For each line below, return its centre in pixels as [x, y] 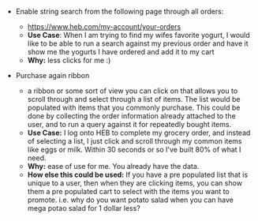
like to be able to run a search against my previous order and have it [138, 43]
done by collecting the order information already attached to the [132, 116]
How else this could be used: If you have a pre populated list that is [138, 174]
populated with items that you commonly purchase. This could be [134, 107]
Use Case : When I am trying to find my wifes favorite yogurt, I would [138, 35]
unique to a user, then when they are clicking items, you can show [135, 183]
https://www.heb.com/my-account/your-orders [104, 26]
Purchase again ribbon [52, 75]
